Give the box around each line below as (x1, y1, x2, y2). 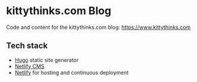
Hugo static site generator (14, 56, 79, 63)
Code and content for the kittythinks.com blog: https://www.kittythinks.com (6, 24, 191, 31)
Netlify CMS (14, 63, 45, 70)
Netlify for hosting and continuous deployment (14, 69, 129, 76)
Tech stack (6, 41, 48, 51)
